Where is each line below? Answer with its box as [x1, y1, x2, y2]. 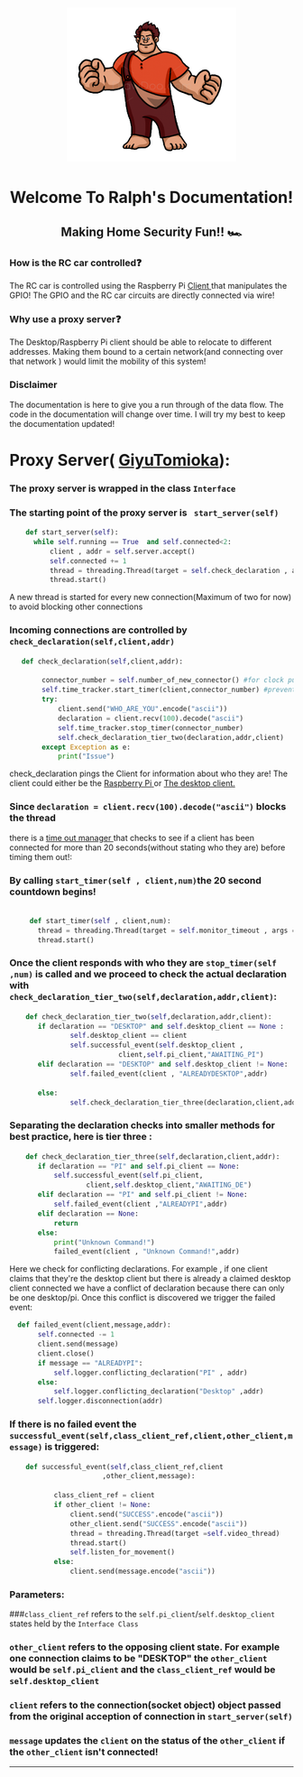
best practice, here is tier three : [9, 1131, 152, 1143]
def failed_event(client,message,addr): [17, 1320, 171, 1329]
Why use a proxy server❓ [9, 313, 122, 326]
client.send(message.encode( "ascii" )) [69, 1567, 216, 1577]
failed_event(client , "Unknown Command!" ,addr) [53, 1247, 241, 1256]
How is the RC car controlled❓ [9, 256, 142, 269]
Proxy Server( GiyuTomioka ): [9, 449, 231, 470]
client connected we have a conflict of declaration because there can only [9, 1282, 285, 1293]
